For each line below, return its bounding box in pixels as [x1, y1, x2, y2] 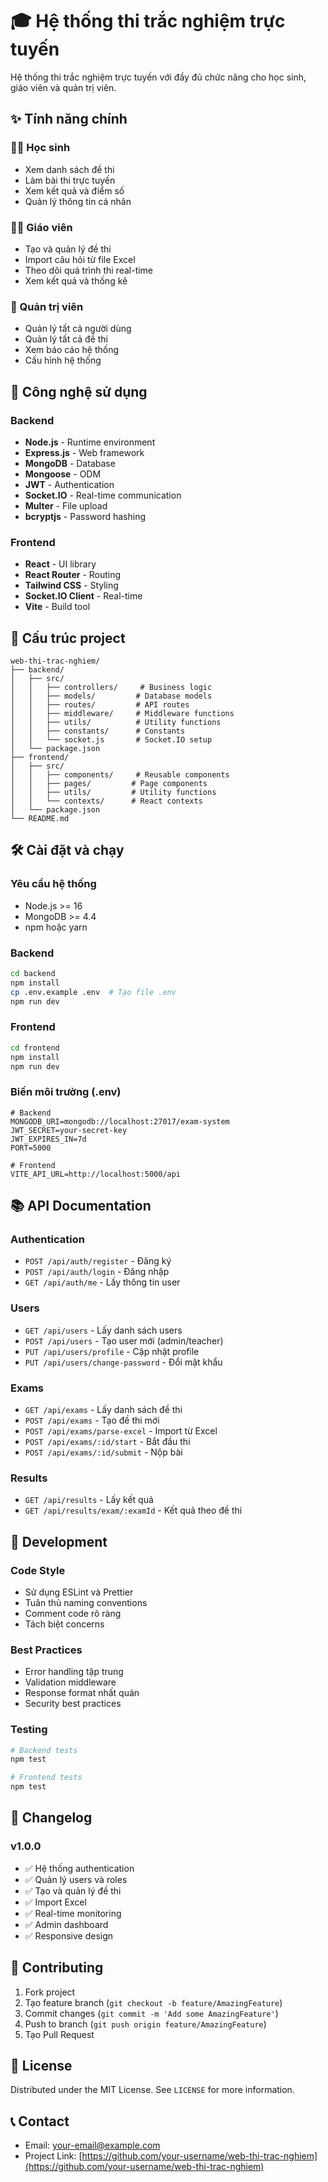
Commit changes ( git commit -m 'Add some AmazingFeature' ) [24, 2007, 279, 2019]
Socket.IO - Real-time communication [24, 489, 182, 501]
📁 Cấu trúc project [10, 629, 126, 647]
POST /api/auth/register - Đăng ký [24, 1255, 172, 1267]
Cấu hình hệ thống [24, 354, 102, 367]
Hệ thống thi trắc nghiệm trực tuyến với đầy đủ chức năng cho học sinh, [10, 71, 307, 83]
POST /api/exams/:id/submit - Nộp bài [24, 1446, 183, 1458]
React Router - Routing [24, 569, 122, 581]
